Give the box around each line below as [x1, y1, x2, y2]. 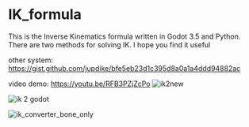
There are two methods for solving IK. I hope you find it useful [8, 39, 211, 49]
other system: [8, 55, 54, 65]
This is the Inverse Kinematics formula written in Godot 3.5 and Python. [8, 32, 241, 41]
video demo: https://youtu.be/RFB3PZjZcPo [8, 79, 151, 88]
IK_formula [8, 6, 82, 24]
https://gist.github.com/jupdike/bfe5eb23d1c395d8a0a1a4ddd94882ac [8, 63, 241, 73]
